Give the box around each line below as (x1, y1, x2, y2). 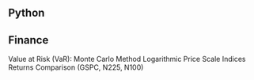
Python (8, 6, 45, 20)
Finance (8, 33, 49, 47)
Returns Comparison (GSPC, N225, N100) (8, 63, 144, 72)
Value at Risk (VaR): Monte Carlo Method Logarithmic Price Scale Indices (8, 55, 246, 64)
